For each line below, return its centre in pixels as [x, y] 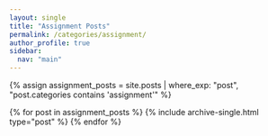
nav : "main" [40, 59]
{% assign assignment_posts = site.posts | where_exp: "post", [124, 85]
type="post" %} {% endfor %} [66, 122]
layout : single [38, 18]
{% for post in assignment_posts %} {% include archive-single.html [134, 112]
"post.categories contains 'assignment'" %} [91, 95]
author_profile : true [50, 43]
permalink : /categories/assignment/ [78, 34]
